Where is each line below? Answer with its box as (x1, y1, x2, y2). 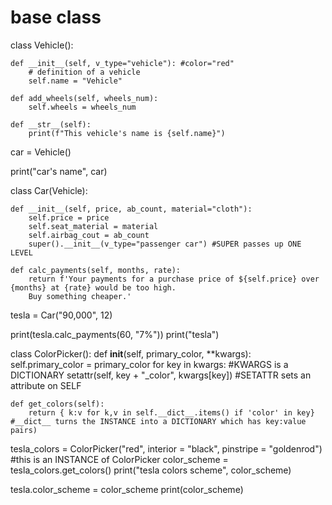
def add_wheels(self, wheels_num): (10, 93, 159, 103)
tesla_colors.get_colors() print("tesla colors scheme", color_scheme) (10, 464, 292, 476)
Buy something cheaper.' (28, 291, 132, 301)
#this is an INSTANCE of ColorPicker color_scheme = (10, 453, 229, 465)
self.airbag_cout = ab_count (28, 230, 150, 240)
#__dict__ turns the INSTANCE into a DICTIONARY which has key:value (10, 416, 307, 426)
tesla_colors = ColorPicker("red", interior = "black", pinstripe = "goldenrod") (10, 442, 323, 455)
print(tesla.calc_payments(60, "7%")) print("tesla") (10, 328, 220, 340)
